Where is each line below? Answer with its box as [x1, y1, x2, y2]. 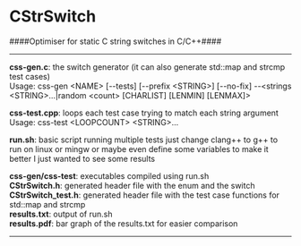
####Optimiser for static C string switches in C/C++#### [9, 36, 222, 47]
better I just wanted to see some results [9, 153, 155, 164]
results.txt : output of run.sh [9, 208, 114, 219]
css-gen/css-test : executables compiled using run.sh [9, 170, 210, 181]
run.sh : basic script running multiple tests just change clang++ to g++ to [9, 134, 279, 145]
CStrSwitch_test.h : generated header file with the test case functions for [9, 190, 280, 200]
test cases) [9, 71, 51, 81]
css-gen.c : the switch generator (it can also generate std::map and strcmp [9, 61, 286, 72]
